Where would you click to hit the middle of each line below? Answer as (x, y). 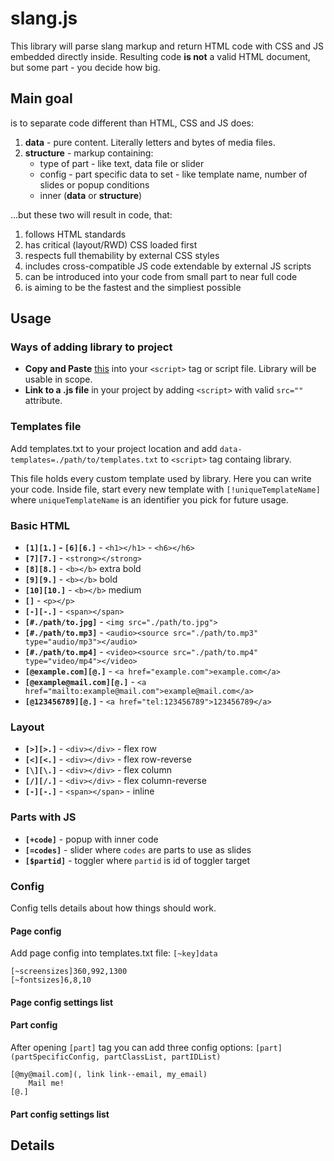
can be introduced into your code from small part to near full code (161, 276)
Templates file (46, 427)
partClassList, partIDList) (163, 1057)
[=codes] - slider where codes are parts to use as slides (138, 849)
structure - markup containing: (89, 153)
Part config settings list (60, 1114)
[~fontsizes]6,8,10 (51, 980)
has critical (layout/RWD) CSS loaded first (111, 244)
